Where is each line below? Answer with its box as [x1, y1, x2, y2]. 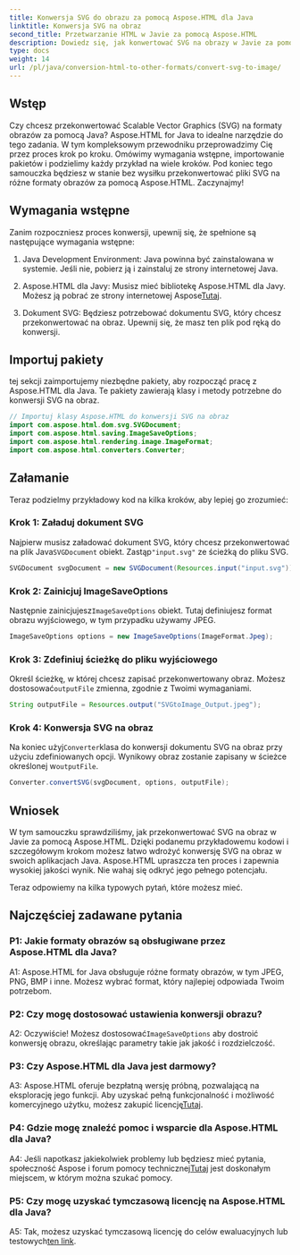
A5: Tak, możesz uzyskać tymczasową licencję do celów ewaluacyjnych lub [9, 1225, 288, 1236]
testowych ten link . [9, 1235, 77, 1246]
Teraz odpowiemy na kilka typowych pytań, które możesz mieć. [9, 883, 244, 892]
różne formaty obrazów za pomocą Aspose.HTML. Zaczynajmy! [9, 176, 245, 188]
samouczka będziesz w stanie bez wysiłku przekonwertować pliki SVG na [9, 167, 280, 178]
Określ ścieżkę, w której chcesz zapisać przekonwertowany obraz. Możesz [9, 673, 286, 685]
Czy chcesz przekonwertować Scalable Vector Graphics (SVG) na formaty [9, 120, 283, 131]
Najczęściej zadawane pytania [9, 908, 183, 923]
